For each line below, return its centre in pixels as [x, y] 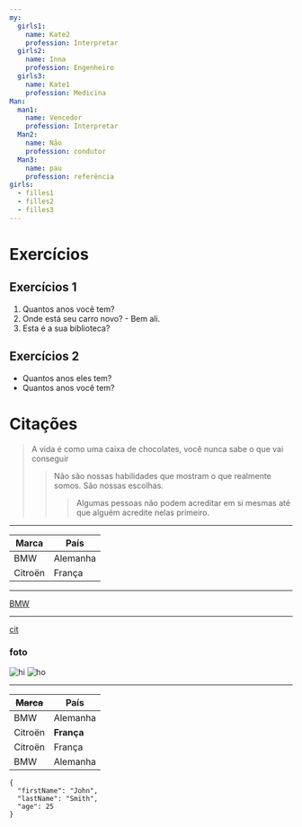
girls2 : [32, 51]
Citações [44, 424]
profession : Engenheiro [70, 68]
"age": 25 [36, 806]
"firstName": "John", [58, 791]
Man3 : [28, 160]
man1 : [28, 110]
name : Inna [46, 59]
